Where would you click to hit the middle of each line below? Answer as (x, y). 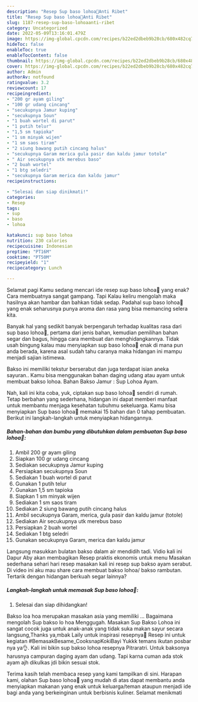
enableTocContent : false (37, 55)
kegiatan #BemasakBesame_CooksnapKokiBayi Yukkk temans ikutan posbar (99, 641)
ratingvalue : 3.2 (28, 83)
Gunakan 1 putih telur (41, 484)
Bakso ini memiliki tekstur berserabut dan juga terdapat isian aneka (88, 369)
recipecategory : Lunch (34, 268)
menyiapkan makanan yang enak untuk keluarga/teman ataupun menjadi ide (99, 686)
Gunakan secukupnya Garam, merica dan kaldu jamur (80, 540)
